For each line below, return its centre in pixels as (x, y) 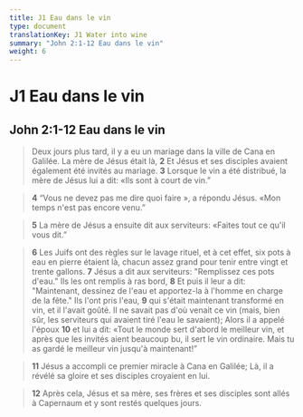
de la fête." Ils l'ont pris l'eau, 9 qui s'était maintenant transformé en (158, 301)
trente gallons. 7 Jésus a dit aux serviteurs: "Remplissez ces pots (153, 272)
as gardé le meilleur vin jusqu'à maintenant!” (114, 349)
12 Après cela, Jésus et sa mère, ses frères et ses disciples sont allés (161, 393)
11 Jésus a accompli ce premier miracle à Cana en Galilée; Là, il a (152, 366)
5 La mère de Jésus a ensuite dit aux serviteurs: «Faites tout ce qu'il (159, 225)
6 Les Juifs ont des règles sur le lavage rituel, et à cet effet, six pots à (161, 252)
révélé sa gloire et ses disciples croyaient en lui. (121, 376)
